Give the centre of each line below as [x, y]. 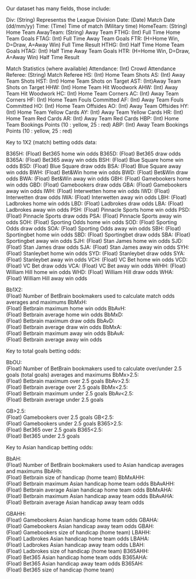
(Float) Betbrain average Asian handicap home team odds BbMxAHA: [90, 490]
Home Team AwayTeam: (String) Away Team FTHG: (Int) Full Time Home [93, 32]
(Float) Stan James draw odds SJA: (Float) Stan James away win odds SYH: [98, 247]
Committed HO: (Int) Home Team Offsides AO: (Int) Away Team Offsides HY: [97, 106]
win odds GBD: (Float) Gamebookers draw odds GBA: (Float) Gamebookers [97, 185]
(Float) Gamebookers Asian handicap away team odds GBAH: [80, 526]
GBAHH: [16, 514]
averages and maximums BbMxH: [47, 302]
